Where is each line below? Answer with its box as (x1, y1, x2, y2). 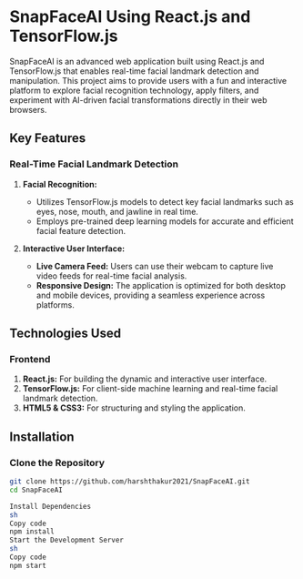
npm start (9, 561, 47, 570)
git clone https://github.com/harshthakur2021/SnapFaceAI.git (9, 477, 250, 486)
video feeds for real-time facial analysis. (35, 270, 187, 281)
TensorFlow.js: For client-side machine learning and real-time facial (22, 383, 278, 394)
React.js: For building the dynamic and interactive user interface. (22, 373, 268, 384)
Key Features (9, 130, 86, 147)
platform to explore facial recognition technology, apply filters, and (9, 85, 259, 96)
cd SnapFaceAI (9, 485, 64, 494)
